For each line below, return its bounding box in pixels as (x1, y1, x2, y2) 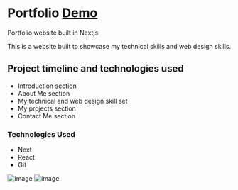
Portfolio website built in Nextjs (7, 28, 99, 37)
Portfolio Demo (7, 5, 98, 21)
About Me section (17, 89, 70, 97)
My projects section (17, 104, 76, 113)
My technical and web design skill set (17, 96, 128, 105)
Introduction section (17, 82, 77, 90)
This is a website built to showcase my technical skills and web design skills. (7, 42, 232, 50)
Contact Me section (17, 111, 76, 120)
